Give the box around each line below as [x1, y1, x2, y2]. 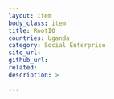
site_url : [8, 49, 42, 57]
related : [8, 64, 38, 72]
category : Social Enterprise [8, 42, 106, 49]
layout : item [8, 11, 52, 20]
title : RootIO [8, 26, 56, 34]
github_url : [8, 57, 48, 65]
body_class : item [8, 19, 67, 27]
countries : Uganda [8, 34, 70, 42]
